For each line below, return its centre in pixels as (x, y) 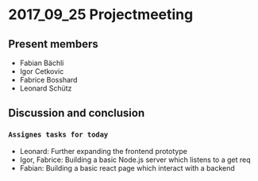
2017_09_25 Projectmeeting (101, 15)
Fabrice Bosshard (48, 80)
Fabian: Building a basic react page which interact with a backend (127, 168)
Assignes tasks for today (58, 135)
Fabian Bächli (42, 63)
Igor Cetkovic (42, 71)
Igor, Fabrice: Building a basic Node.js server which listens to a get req (135, 160)
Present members (54, 44)
